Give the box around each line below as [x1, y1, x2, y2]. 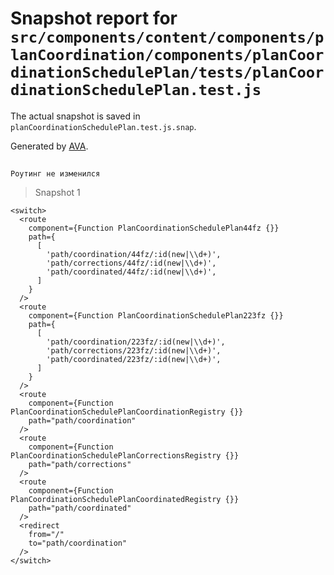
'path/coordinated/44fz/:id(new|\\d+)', [46, 267, 217, 277]
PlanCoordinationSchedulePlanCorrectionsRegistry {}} [10, 451, 240, 461]
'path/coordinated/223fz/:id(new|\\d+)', [46, 355, 222, 365]
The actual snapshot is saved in [10, 110, 141, 122]
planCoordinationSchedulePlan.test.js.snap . [10, 120, 197, 132]
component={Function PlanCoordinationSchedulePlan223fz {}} [28, 311, 284, 321]
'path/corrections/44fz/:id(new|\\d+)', [46, 258, 217, 269]
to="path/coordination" [28, 538, 128, 549]
